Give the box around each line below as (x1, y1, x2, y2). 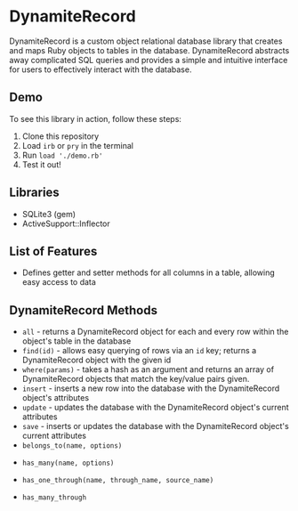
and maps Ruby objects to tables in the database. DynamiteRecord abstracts (9, 45, 290, 55)
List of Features (9, 243, 98, 259)
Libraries (9, 185, 60, 200)
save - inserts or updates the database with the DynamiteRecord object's (21, 421, 289, 432)
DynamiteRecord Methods (9, 303, 158, 318)
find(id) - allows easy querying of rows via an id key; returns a (21, 345, 257, 356)
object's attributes (21, 393, 90, 403)
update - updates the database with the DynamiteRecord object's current (21, 402, 289, 413)
